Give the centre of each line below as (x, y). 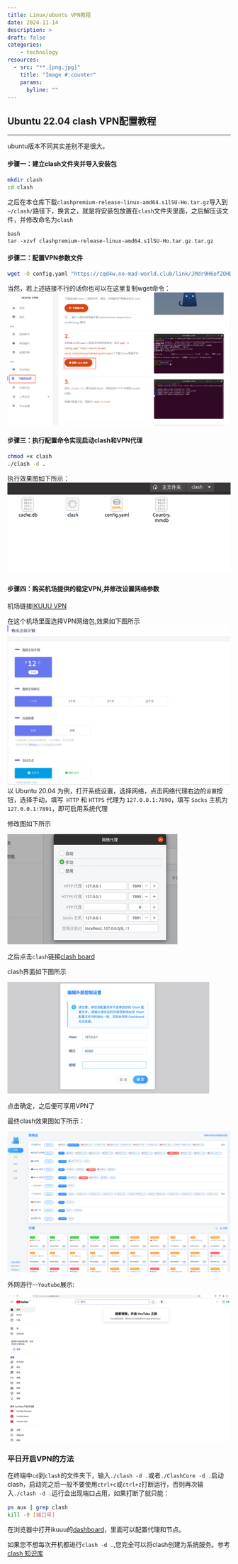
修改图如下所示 (29, 824)
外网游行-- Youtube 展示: (41, 1285)
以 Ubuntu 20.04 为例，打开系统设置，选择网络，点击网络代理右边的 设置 (112, 791)
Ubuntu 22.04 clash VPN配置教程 (82, 121)
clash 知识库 (25, 1553)
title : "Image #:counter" (58, 74)
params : (31, 82)
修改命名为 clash (49, 220)
